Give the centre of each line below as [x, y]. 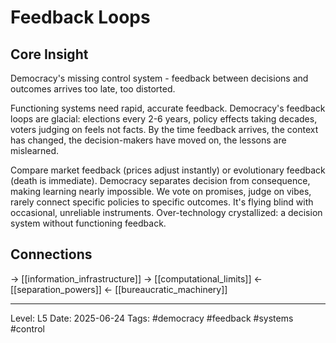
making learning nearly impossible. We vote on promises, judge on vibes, [161, 191]
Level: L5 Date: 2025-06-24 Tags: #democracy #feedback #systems [152, 318]
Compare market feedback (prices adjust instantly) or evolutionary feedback [168, 170]
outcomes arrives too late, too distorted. [93, 89]
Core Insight [49, 54]
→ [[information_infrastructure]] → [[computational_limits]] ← [136, 278]
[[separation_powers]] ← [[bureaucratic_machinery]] [119, 289]
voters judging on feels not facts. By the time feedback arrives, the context [164, 129]
